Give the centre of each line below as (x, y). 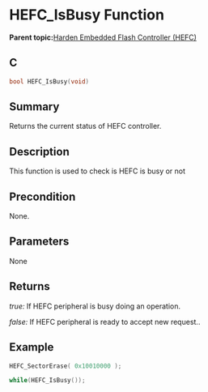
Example (32, 347)
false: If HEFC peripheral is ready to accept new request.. (105, 322)
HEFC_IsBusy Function (87, 15)
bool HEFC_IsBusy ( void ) (49, 81)
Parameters (39, 242)
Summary (34, 107)
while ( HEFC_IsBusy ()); (47, 381)
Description (39, 151)
